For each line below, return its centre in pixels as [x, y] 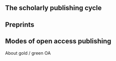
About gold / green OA [28, 53]
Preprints [20, 25]
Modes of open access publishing [58, 41]
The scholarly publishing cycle [54, 8]
